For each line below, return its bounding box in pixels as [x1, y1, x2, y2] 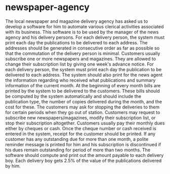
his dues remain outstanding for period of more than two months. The [5, 147, 151, 153]
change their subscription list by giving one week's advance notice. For [5, 61, 154, 67]
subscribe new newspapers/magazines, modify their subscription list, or [5, 114, 156, 121]
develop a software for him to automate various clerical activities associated [5, 23, 164, 29]
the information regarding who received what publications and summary [5, 77, 156, 83]
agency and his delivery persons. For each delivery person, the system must [5, 34, 165, 40]
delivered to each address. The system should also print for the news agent [5, 72, 163, 78]
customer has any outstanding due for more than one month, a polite [5, 136, 149, 142]
